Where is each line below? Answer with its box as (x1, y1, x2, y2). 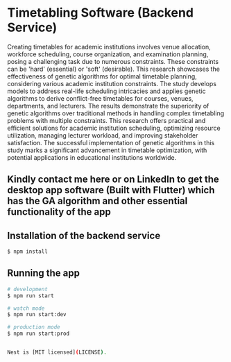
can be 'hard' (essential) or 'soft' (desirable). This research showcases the (7, 65, 221, 73)
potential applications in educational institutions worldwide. (7, 153, 177, 161)
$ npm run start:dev (7, 311, 67, 318)
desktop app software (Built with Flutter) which (7, 184, 215, 196)
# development (7, 286, 49, 293)
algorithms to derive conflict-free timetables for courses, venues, (7, 94, 194, 102)
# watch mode (7, 304, 45, 312)
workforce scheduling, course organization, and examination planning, (7, 50, 209, 58)
